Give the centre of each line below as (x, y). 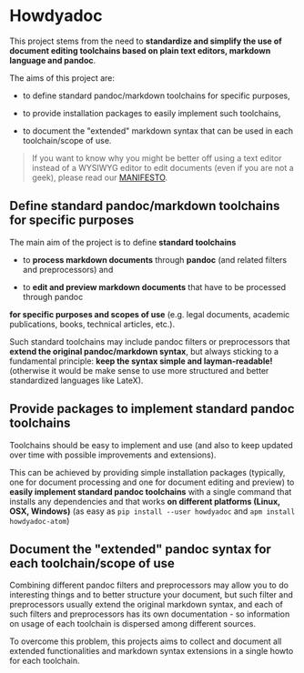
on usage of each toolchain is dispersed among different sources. (133, 624)
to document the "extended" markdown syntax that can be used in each (158, 131)
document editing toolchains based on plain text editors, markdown (140, 50)
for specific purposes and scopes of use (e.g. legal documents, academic (150, 314)
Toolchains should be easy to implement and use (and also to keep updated (151, 445)
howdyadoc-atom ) (40, 520)
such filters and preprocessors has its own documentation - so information (150, 614)
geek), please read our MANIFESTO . (100, 177)
